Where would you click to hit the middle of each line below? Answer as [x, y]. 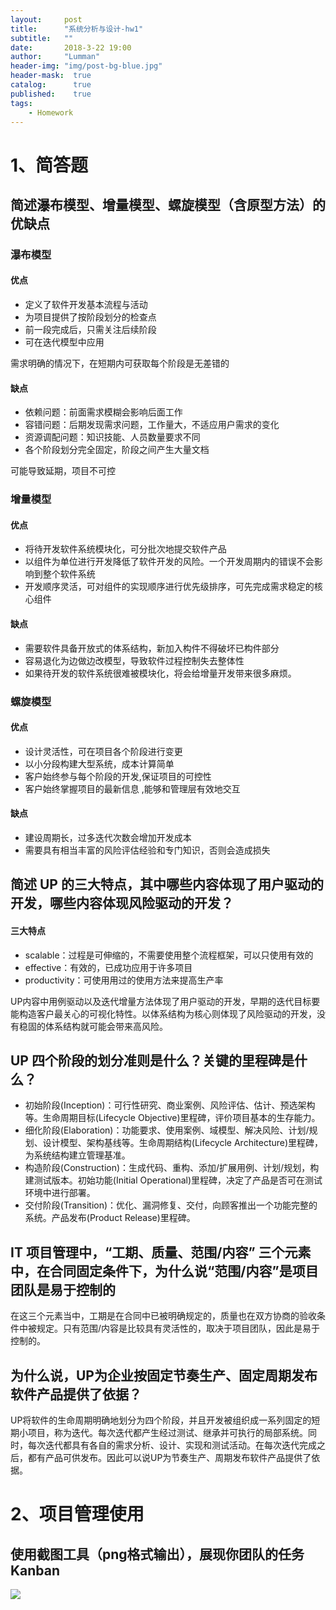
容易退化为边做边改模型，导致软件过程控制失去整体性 [134, 660]
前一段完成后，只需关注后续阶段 [90, 330]
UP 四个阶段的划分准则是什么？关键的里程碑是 [152, 1060]
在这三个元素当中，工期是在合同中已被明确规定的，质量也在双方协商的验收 [163, 1316]
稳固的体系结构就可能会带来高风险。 [93, 1026]
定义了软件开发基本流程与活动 [86, 305]
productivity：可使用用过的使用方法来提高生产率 [124, 980]
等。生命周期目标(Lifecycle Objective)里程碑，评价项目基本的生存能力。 [172, 1118]
